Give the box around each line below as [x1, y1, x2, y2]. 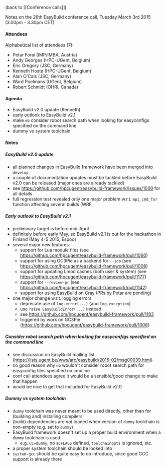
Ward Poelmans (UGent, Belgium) [12, 79, 82, 85]
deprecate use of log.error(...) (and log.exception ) [20, 300, 131, 306]
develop [12, 170, 29, 175]
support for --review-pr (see [20, 279, 80, 285]
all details [12, 190, 33, 196]
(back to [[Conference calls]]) [5, 5, 67, 10]
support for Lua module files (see [20, 247, 89, 253]
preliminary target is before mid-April [12, 225, 89, 231]
